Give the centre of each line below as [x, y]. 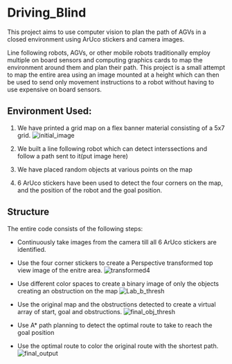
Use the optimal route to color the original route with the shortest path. [118, 346]
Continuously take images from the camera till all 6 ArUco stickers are [117, 242]
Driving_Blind [47, 13]
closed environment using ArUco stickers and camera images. [96, 39]
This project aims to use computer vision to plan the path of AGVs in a [107, 32]
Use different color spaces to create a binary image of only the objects [118, 283]
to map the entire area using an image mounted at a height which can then [113, 75]
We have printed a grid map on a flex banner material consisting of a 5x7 [121, 128]
